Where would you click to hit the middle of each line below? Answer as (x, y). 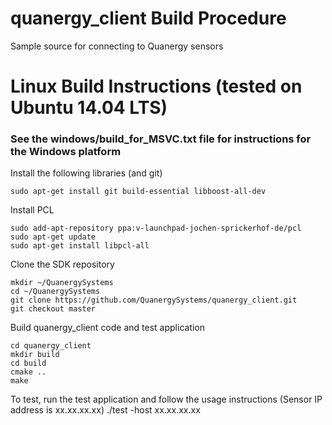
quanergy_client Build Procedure (148, 18)
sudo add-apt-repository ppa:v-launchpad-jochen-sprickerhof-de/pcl (156, 228)
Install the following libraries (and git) (86, 173)
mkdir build (35, 355)
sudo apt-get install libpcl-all (80, 246)
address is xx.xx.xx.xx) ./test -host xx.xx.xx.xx (105, 410)
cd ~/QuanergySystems (55, 292)
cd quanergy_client (51, 346)
